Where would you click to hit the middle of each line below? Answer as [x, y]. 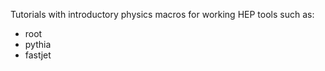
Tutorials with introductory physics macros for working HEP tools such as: [162, 14]
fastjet [38, 55]
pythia [38, 44]
